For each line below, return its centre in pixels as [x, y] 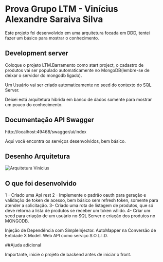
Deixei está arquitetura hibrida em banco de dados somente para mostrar [79, 99]
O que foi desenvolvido [41, 183]
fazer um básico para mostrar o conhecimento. [52, 38]
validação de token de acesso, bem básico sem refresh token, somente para [82, 200]
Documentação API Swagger [50, 120]
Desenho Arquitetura [37, 156]
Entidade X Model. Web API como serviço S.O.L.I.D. [56, 236]
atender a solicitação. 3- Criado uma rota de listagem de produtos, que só [79, 206]
